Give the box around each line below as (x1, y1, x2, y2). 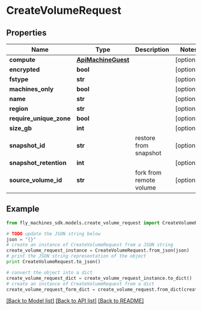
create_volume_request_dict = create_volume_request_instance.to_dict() (6, 275, 192, 281)
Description (135, 46, 170, 54)
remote (135, 176, 156, 184)
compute (9, 55, 36, 64)
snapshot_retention (9, 159, 67, 167)
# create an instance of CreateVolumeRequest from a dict (6, 281, 155, 287)
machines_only (9, 85, 54, 93)
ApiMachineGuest (76, 55, 130, 64)
